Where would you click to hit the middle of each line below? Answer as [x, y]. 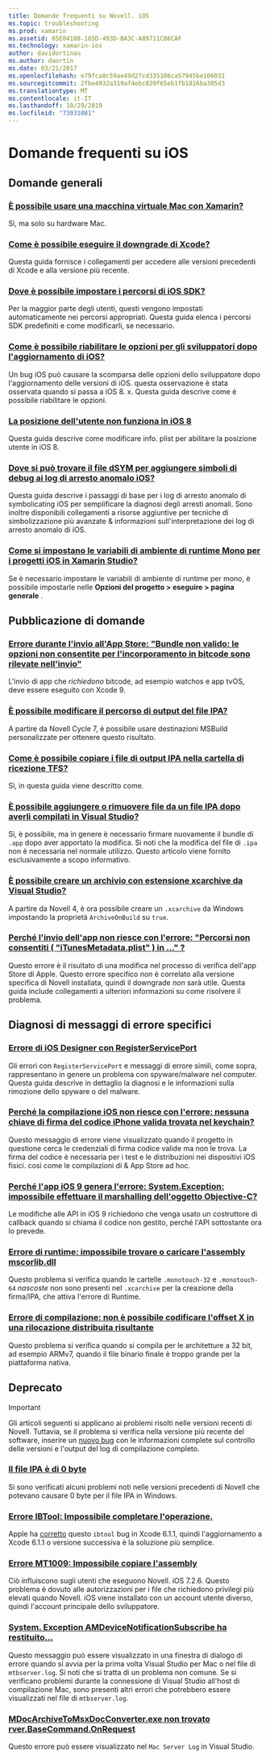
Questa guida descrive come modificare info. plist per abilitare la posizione [133, 439]
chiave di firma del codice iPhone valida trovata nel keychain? [132, 1122]
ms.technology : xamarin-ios [56, 46]
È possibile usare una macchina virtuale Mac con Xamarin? [126, 206]
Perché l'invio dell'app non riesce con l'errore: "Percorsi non [129, 938]
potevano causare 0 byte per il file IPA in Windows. [93, 1495]
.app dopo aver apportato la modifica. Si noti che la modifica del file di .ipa [133, 842]
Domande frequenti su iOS [99, 153]
